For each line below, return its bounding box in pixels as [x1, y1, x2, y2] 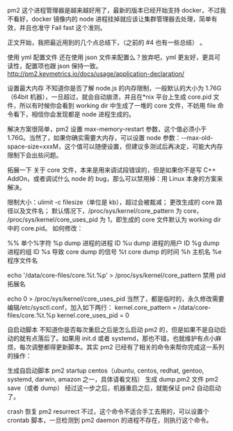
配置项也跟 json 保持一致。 [25, 62, 102, 70]
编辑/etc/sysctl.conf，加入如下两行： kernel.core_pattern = [7, 304, 177, 311]
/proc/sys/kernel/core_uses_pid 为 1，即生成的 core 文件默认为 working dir [7, 215, 221, 224]
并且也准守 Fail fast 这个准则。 [19, 24, 106, 31]
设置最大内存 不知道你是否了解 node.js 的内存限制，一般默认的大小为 [7, 84, 204, 92]
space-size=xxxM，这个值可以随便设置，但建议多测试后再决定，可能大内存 [7, 142, 223, 150]
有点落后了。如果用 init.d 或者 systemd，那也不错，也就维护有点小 [25, 334, 216, 343]
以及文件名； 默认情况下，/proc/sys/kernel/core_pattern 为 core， [13, 207, 203, 214]
